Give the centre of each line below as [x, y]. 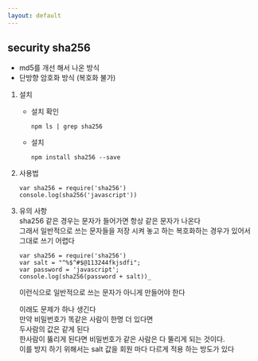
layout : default [34, 16]
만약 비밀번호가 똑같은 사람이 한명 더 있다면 [86, 320]
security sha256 [49, 48]
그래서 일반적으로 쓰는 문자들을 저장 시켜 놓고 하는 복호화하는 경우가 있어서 [135, 231]
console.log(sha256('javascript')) [78, 196]
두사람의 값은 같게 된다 [54, 329]
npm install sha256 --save [76, 157]
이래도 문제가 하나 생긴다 [57, 309]
